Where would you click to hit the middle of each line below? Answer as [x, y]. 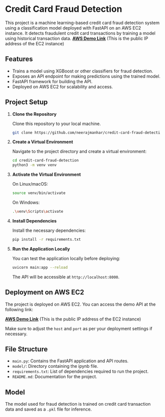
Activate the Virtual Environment [47, 175]
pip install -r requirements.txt [47, 239]
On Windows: [26, 202]
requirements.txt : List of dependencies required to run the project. [80, 371]
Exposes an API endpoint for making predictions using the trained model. [86, 76]
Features [19, 59]
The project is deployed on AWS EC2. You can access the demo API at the [81, 304]
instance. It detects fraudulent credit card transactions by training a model [81, 33]
